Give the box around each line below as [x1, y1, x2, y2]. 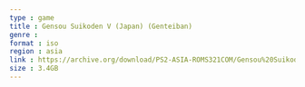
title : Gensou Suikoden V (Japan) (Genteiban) [9, 22, 193, 31]
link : [9, 55, 34, 64]
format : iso [9, 38, 59, 48]
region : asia [9, 47, 64, 56]
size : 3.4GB [9, 64, 59, 73]
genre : [9, 30, 39, 39]
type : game [9, 13, 54, 23]
